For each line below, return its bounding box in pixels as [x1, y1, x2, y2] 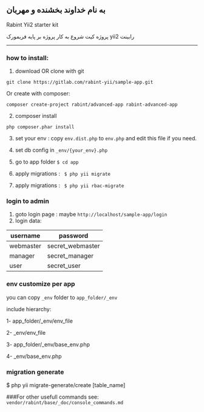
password [58, 232, 89, 240]
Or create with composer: [6, 90, 70, 97]
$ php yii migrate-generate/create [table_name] [6, 382, 126, 388]
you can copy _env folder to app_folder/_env [6, 294, 118, 301]
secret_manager [47, 252, 94, 260]
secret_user [47, 261, 81, 270]
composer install [15, 112, 57, 120]
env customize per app [6, 280, 75, 288]
